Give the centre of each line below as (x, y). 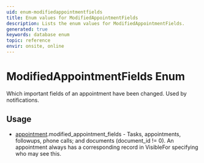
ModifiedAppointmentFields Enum (96, 77)
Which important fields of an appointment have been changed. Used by (96, 93)
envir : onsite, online (35, 47)
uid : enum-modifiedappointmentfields (55, 12)
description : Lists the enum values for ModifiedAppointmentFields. (96, 23)
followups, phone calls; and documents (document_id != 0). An (95, 140)
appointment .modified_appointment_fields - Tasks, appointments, (98, 134)
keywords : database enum (38, 35)
